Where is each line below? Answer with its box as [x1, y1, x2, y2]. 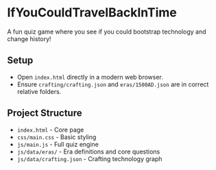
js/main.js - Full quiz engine [16, 140, 99, 148]
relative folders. [16, 87, 62, 95]
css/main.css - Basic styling [16, 132, 97, 141]
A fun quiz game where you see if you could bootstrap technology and [7, 27, 207, 36]
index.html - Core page [16, 125, 84, 134]
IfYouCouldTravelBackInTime [7, 5, 177, 21]
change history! [7, 34, 51, 42]
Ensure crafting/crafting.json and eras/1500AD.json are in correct [16, 80, 209, 88]
